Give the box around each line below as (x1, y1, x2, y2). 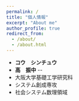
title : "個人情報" (6, 14, 49, 20)
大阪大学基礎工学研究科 (14, 74, 73, 81)
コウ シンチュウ (14, 59, 57, 66)
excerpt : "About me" (6, 20, 58, 26)
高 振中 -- (14, 66, 43, 73)
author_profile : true (6, 25, 60, 31)
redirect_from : (6, 31, 44, 37)
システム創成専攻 (14, 81, 57, 88)
